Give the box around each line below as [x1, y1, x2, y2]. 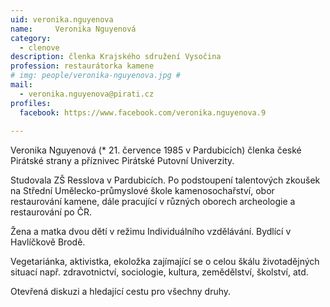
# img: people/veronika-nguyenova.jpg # [10, 71, 182, 81]
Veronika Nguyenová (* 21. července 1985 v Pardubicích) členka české [10, 144, 302, 156]
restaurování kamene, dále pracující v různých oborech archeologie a [10, 196, 296, 208]
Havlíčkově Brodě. [10, 236, 86, 248]
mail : [10, 80, 33, 90]
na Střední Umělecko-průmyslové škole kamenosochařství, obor [10, 185, 275, 197]
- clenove [19, 42, 60, 53]
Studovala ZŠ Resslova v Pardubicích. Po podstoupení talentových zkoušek [10, 174, 321, 186]
